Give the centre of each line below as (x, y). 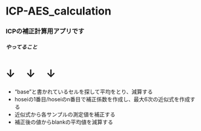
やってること (21, 47)
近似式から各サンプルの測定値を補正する (65, 114)
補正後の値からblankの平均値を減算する (64, 122)
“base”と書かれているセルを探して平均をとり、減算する (84, 92)
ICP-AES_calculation (58, 11)
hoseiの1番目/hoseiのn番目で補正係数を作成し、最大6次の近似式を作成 (102, 99)
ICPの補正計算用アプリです (45, 32)
